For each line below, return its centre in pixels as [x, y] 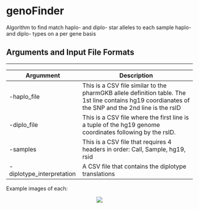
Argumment [43, 75]
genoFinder [35, 11]
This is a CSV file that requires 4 [127, 142]
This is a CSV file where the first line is [136, 117]
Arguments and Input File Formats [70, 53]
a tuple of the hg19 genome [121, 125]
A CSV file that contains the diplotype [134, 166]
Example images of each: [37, 188]
